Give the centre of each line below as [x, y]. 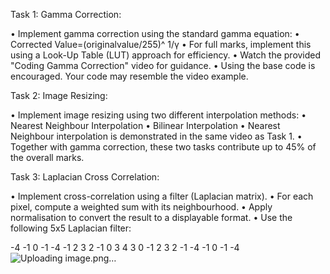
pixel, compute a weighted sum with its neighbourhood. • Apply [141, 207]
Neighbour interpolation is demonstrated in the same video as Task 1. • [156, 136]
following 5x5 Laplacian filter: [71, 228]
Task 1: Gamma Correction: [66, 14]
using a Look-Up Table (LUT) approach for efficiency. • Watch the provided [166, 55]
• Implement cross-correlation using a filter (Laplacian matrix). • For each [162, 196]
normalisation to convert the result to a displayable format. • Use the [151, 217]
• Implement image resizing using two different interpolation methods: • [158, 115]
